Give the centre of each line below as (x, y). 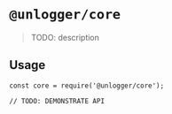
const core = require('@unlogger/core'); (87, 86)
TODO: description (65, 37)
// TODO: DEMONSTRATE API (57, 101)
